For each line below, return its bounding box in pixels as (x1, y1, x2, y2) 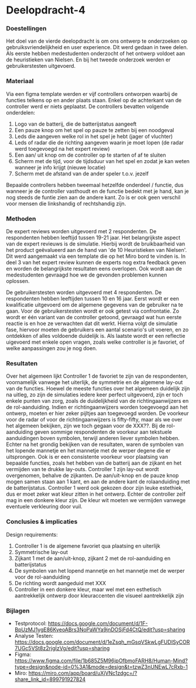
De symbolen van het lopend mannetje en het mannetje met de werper (14, 567, 185, 574)
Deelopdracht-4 (6, 4, 86, 17)
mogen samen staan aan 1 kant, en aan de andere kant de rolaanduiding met (6, 478, 190, 485)
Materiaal (6, 77, 34, 85)
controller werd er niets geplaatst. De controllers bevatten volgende (6, 103, 169, 110)
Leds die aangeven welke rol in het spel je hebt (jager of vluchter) (14, 133, 173, 140)
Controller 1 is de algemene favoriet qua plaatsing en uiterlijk (14, 542, 161, 549)
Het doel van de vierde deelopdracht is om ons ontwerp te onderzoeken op (6, 37, 188, 44)
